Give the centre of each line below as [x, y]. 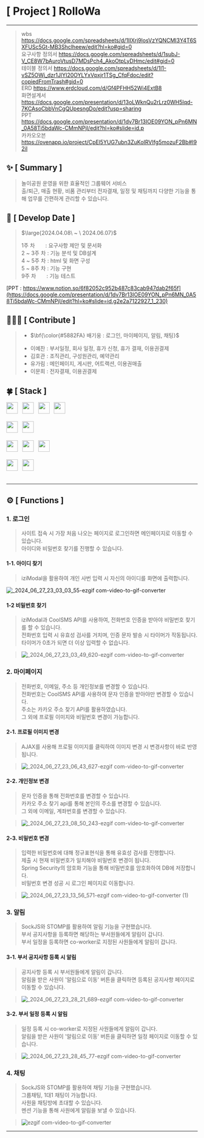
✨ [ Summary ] [34, 168]
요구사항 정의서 [39, 54]
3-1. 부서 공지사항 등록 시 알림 [42, 957]
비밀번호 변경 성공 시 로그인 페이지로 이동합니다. [78, 883]
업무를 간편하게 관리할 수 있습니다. [68, 198]
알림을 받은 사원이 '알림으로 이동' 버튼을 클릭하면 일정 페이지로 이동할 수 [106, 1036]
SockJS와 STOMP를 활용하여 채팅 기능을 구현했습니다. [86, 1087]
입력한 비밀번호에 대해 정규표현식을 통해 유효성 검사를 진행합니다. [98, 853]
